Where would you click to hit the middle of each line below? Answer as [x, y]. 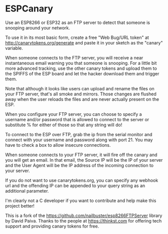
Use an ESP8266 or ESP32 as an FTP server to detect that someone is [77, 22]
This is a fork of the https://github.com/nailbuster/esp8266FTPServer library [84, 216]
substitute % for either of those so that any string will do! [64, 125]
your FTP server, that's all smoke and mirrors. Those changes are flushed [81, 94]
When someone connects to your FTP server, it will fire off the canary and [81, 155]
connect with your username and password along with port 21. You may [79, 140]
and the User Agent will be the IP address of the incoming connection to [79, 165]
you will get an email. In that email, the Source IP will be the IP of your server [84, 160]
